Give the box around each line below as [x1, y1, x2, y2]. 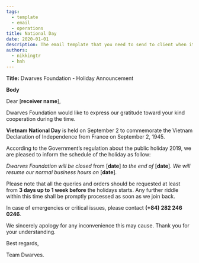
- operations [11, 25, 44, 31]
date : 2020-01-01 [6, 36, 49, 42]
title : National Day [6, 31, 57, 37]
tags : [6, 8, 20, 15]
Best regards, [6, 239, 39, 246]
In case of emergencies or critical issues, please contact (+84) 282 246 [6, 204, 182, 211]
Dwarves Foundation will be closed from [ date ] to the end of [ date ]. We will [6, 162, 191, 169]
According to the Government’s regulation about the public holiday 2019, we [6, 145, 191, 152]
